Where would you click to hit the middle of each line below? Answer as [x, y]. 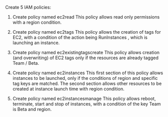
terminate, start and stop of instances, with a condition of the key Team [87, 104]
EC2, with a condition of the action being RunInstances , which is [80, 37]
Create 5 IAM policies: [28, 7]
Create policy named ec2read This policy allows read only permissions [86, 17]
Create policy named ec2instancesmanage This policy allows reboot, [84, 98]
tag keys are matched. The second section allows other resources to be [87, 83]
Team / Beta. [26, 63]
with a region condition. [37, 22]
